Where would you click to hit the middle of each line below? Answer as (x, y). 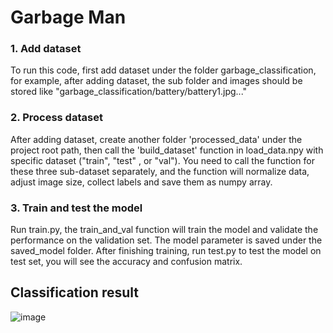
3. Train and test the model (76, 208)
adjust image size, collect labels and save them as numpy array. (141, 182)
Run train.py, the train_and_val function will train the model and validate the (164, 230)
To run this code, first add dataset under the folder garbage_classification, (163, 70)
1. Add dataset (46, 49)
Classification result (74, 292)
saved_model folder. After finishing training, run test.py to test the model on (166, 251)
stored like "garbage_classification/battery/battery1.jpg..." (129, 92)
